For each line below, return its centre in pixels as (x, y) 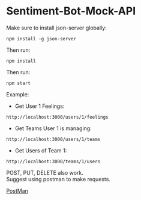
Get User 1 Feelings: (40, 106)
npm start (19, 83)
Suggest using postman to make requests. (58, 179)
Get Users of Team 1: (41, 150)
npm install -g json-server (41, 39)
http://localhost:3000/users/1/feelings (58, 117)
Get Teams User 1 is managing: (53, 128)
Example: (18, 94)
